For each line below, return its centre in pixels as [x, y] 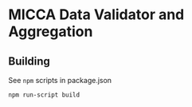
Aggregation [51, 32]
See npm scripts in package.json [60, 80]
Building [29, 61]
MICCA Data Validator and [96, 15]
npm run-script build [44, 95]
